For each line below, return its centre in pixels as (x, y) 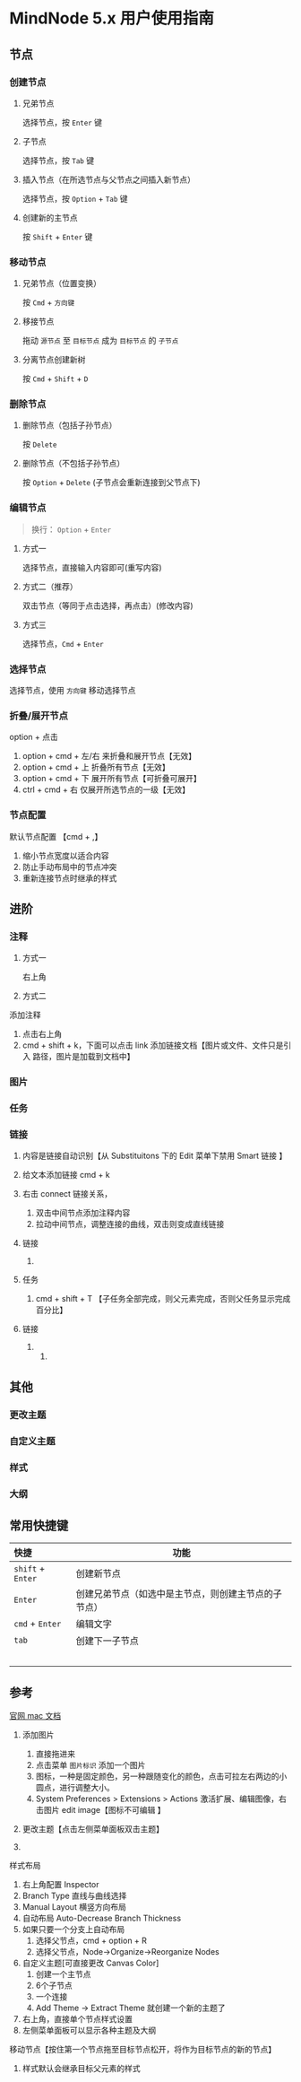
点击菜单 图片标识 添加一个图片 (90, 1765)
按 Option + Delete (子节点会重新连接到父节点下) (111, 483)
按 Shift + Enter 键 (57, 236)
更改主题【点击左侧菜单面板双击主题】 (93, 1829)
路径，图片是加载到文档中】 (84, 1057)
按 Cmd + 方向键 (48, 302)
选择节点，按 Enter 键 (62, 122)
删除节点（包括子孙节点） (69, 425)
